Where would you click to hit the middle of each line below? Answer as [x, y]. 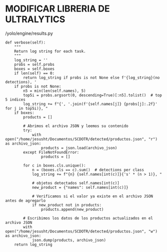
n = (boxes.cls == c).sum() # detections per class [88, 170]
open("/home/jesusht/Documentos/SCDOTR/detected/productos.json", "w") [81, 231]
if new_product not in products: [66, 205]
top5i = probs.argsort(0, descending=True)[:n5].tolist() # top [93, 95]
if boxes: [24, 113]
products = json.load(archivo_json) [79, 148]
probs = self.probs [34, 64]
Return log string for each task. [50, 51]
